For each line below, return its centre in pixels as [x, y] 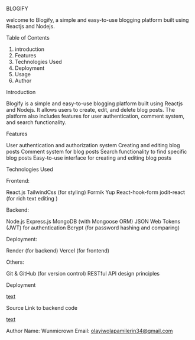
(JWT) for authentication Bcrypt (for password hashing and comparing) [93, 228]
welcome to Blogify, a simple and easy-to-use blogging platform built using [97, 20]
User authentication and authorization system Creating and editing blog [93, 145]
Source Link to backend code [42, 308]
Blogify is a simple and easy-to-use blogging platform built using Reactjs [95, 103]
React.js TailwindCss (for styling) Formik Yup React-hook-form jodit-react [95, 192]
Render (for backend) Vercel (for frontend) [58, 250]
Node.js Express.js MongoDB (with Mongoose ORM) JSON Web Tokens [93, 221]
